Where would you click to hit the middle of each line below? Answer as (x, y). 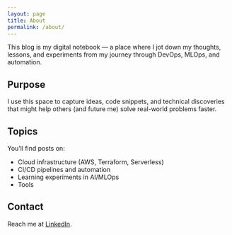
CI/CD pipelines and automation (64, 170)
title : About (27, 21)
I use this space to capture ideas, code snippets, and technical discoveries (116, 102)
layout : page (27, 14)
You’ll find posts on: (36, 148)
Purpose (27, 85)
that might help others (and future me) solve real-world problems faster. (112, 109)
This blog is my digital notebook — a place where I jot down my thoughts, (114, 47)
